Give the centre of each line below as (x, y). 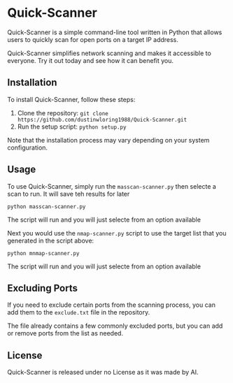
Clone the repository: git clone (63, 113)
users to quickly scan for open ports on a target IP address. (93, 39)
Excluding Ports (43, 288)
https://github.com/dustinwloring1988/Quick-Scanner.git (102, 120)
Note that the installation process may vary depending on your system (108, 140)
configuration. (27, 147)
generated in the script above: (51, 240)
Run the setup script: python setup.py (72, 127)
